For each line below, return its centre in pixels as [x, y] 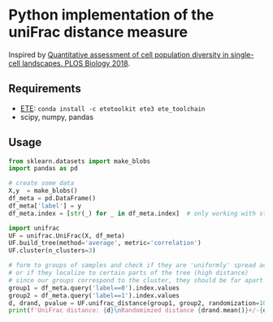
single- [242, 54]
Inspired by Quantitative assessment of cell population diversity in [119, 54]
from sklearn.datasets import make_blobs [80, 161]
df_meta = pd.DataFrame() [52, 199]
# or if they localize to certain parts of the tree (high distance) [129, 273]
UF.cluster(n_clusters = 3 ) [52, 251]
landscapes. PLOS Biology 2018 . [76, 63]
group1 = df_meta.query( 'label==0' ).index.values [94, 288]
